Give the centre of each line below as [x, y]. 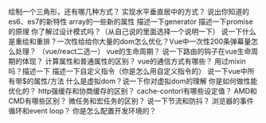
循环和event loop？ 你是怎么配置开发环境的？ [82, 111]
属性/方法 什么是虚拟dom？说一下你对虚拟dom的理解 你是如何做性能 [145, 81]
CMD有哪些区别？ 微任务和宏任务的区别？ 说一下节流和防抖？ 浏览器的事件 [131, 101]
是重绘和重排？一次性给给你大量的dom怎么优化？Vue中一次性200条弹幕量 [130, 41]
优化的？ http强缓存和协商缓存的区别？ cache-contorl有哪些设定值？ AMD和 [133, 91]
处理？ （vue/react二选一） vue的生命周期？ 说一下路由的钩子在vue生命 [133, 51]
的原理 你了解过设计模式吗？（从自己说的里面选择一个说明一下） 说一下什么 [132, 31]
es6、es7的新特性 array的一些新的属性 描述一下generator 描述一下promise [131, 21]
